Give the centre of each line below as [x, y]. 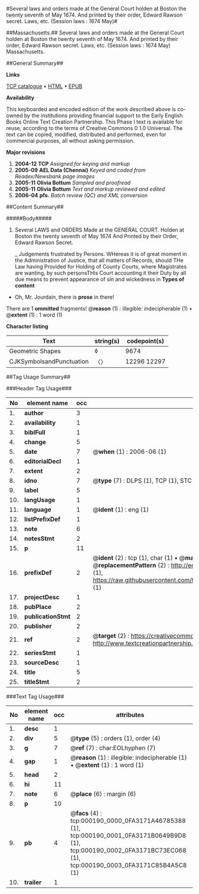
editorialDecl [43, 461]
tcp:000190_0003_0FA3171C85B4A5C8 [129, 865]
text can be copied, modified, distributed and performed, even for [86, 134]
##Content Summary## [35, 207]
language [38, 509]
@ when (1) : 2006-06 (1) [130, 452]
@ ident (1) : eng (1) [121, 509]
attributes [130, 715]
